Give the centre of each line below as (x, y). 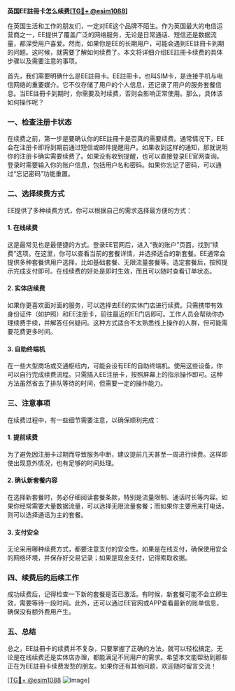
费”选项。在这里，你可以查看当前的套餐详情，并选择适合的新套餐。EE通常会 (116, 253)
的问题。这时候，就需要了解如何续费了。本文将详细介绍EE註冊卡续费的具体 (115, 52)
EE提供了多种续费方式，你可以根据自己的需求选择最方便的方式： (100, 210)
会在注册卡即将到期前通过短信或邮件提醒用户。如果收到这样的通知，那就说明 (117, 147)
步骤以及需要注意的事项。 (44, 61)
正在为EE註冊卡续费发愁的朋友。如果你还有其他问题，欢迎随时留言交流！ (112, 666)
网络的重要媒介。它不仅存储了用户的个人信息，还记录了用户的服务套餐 (114, 85)
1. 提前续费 (23, 437)
